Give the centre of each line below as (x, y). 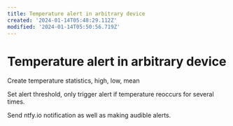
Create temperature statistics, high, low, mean (73, 80)
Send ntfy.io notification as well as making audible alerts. (89, 115)
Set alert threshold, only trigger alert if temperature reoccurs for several (111, 94)
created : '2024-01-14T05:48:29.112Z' (62, 20)
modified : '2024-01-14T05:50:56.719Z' (64, 27)
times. (16, 101)
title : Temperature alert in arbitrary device (76, 14)
